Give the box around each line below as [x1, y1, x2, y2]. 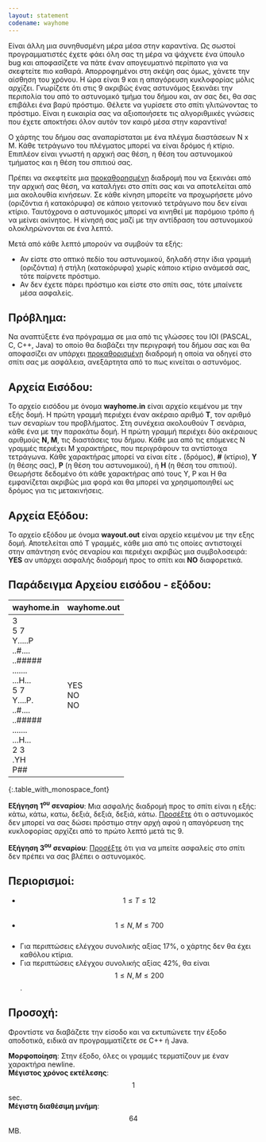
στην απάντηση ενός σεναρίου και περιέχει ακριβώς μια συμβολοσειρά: [8, 546, 248, 556]
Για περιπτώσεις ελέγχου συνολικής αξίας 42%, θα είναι [19, 958, 210, 967]
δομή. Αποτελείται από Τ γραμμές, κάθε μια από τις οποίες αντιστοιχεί [8, 538, 242, 548]
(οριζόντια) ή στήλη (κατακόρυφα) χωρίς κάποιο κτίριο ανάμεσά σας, [19, 263, 251, 272]
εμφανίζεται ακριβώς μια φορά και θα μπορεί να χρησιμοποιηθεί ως [8, 477, 234, 487]
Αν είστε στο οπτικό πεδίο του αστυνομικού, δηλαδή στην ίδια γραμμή [19, 254, 252, 264]
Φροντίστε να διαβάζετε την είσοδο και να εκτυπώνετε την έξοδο [8, 1027, 227, 1036]
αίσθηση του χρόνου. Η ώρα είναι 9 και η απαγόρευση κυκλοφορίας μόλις [8, 75, 255, 84]
